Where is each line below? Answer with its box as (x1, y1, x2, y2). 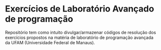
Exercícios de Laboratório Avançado (5, 3, 154, 14)
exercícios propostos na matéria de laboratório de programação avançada (5, 35, 154, 40)
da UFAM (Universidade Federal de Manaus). (5, 39, 95, 45)
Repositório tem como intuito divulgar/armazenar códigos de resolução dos (5, 29, 157, 35)
